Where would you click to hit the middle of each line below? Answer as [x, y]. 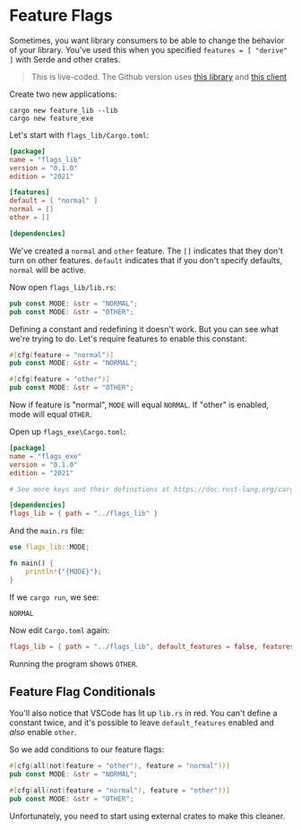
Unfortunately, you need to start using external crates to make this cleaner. [147, 816]
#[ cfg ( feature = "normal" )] [62, 355]
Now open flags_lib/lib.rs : [63, 287]
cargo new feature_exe [52, 118]
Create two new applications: [63, 94]
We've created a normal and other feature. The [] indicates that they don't [146, 251]
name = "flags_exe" [46, 456]
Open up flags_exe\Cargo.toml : [68, 432]
